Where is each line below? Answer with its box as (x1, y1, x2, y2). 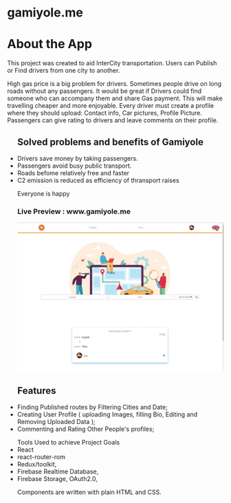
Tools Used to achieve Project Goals (16, 438, 120, 447)
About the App (7, 36, 93, 52)
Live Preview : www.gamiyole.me (16, 206, 131, 216)
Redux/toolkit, (16, 460, 57, 469)
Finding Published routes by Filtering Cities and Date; (16, 403, 168, 412)
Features (16, 385, 56, 396)
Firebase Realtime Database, (16, 467, 99, 476)
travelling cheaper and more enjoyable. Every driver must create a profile (7, 102, 214, 110)
